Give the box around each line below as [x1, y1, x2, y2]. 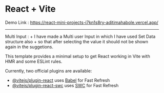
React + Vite [5, 3, 56, 15]
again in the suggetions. [5, 44, 54, 50]
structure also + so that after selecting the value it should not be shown [5, 38, 148, 44]
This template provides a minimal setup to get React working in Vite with [5, 53, 150, 59]
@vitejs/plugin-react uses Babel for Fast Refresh [12, 77, 110, 83]
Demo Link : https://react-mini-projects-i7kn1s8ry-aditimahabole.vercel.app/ [5, 19, 159, 25]
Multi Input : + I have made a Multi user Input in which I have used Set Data [5, 33, 156, 39]
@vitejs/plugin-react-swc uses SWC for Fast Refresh [12, 82, 119, 88]
